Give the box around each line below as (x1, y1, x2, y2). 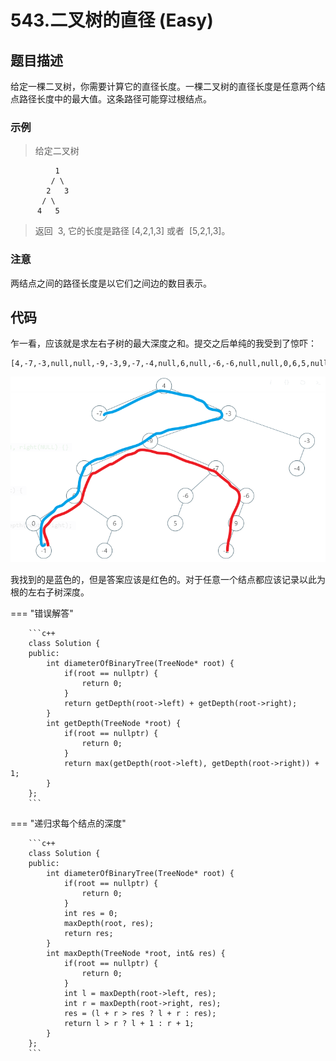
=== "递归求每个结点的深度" (10, 817, 127, 830)
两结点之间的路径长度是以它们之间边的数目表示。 (10, 277, 212, 289)
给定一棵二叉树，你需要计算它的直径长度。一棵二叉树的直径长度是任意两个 (10, 81, 317, 92)
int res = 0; (63, 909, 118, 919)
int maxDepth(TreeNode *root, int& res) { (46, 949, 226, 959)
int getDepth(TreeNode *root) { (46, 719, 182, 729)
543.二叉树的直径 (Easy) (10, 9, 214, 32)
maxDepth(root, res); (63, 919, 155, 929)
